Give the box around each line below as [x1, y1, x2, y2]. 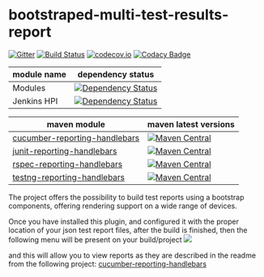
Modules [12, 82, 46, 94]
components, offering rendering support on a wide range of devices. [8, 200, 237, 211]
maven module [46, 119, 105, 130]
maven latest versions [147, 119, 235, 130]
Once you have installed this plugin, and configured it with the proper [8, 216, 239, 226]
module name [12, 69, 67, 80]
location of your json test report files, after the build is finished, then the [8, 225, 248, 235]
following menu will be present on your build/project [8, 234, 182, 244]
